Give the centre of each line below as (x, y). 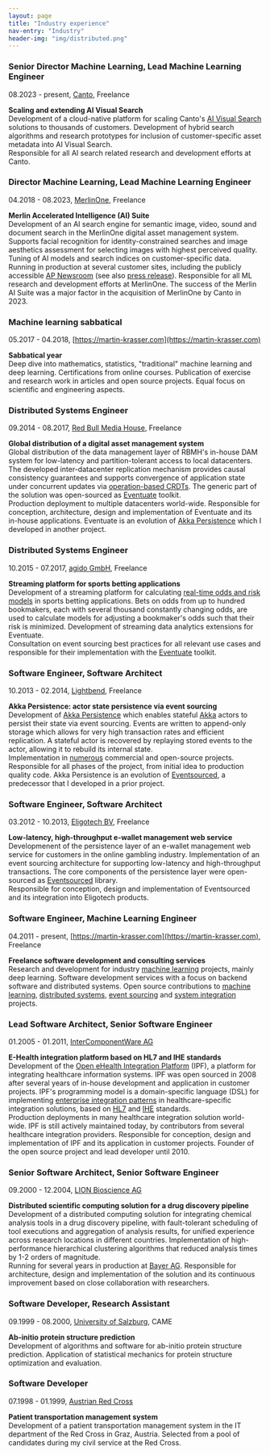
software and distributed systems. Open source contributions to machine (130, 986)
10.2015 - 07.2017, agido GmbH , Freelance (78, 568)
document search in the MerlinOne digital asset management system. (124, 232)
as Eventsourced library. (78, 880)
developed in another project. (57, 529)
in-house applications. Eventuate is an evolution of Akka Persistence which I (135, 521)
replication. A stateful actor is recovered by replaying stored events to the (130, 741)
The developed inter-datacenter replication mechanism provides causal (127, 470)
